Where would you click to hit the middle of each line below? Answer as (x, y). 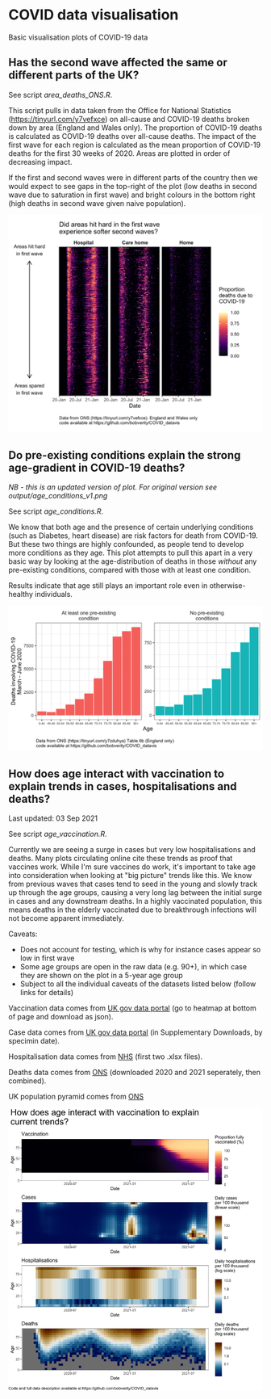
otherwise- (227, 586)
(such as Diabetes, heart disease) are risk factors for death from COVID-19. (133, 536)
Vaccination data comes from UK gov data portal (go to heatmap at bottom (132, 1008)
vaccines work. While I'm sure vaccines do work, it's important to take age (132, 867)
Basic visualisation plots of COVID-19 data (78, 37)
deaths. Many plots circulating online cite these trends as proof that (121, 858)
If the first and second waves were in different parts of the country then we (133, 177)
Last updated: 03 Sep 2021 (53, 818)
